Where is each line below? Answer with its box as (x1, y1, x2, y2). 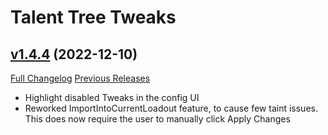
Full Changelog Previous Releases (10, 72, 151, 84)
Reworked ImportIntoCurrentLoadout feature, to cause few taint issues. (24, 102, 318, 114)
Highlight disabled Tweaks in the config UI (24, 92, 200, 103)
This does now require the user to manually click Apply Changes (24, 113, 291, 125)
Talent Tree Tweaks (10, 6, 177, 29)
